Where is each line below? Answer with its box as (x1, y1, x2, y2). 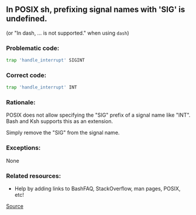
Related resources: (6, 172, 61, 180)
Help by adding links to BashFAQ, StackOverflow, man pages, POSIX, (14, 185, 181, 192)
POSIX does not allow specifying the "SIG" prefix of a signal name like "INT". (6, 111, 191, 119)
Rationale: (6, 98, 36, 107)
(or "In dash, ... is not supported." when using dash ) (6, 29, 129, 36)
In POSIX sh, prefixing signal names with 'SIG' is (6, 5, 185, 15)
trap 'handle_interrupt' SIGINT (6, 57, 85, 63)
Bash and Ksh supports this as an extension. (6, 118, 113, 125)
